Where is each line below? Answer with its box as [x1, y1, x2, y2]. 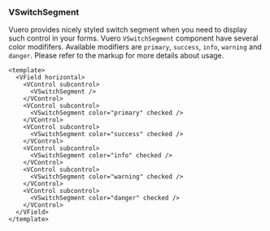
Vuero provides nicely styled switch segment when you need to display [8, 25, 248, 35]
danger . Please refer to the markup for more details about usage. [8, 51, 224, 61]
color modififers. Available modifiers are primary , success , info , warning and [8, 42, 262, 52]
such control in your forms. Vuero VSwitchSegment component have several [8, 33, 259, 43]
